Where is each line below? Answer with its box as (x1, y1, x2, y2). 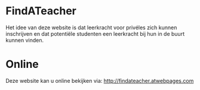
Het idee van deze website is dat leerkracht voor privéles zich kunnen (5, 24, 177, 31)
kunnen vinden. (5, 36, 44, 44)
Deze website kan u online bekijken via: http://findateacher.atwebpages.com (5, 77, 194, 84)
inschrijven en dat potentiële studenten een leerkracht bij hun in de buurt (5, 30, 185, 37)
